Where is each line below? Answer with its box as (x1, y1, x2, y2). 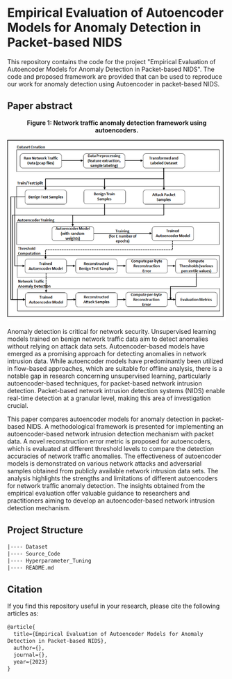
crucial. (7, 402, 29, 410)
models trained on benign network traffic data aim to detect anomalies (7, 335, 208, 343)
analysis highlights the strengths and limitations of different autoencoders (7, 474, 218, 482)
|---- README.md (7, 565, 54, 572)
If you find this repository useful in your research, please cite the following (7, 602, 220, 611)
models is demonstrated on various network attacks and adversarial (7, 459, 202, 468)
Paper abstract (7, 100, 73, 112)
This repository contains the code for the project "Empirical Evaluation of (7, 57, 216, 66)
